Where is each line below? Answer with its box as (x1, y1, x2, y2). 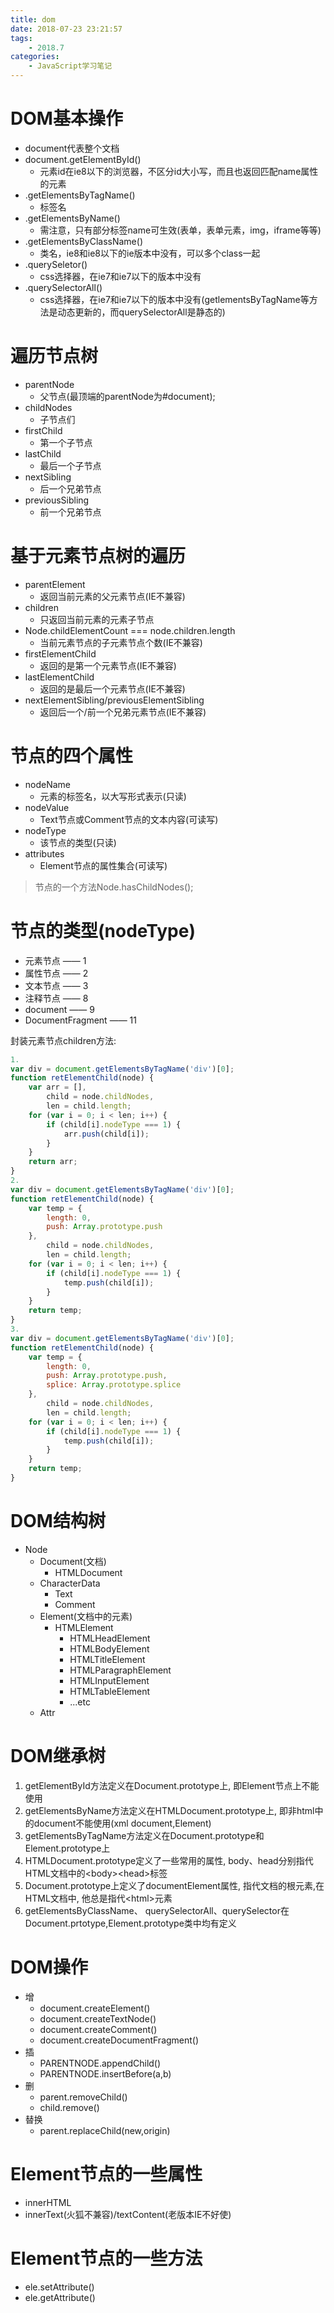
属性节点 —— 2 (24, 967, 89, 979)
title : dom (10, 14, 56, 25)
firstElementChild (24, 647, 97, 660)
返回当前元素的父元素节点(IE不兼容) (39, 590, 186, 602)
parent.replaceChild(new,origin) (39, 2124, 171, 2136)
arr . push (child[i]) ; (63, 1129, 150, 1139)
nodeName (24, 778, 72, 790)
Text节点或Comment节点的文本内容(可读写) (39, 813, 219, 825)
